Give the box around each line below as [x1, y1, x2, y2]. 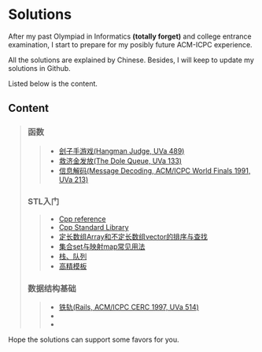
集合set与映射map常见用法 [58, 242, 146, 251]
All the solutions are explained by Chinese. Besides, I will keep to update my [8, 55, 254, 65]
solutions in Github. [8, 63, 71, 72]
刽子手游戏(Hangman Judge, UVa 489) [58, 146, 185, 155]
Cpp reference [58, 214, 106, 224]
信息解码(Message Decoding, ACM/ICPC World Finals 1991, [58, 165, 251, 175]
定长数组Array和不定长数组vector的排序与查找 [58, 232, 208, 241]
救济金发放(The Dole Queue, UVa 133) [58, 156, 183, 165]
